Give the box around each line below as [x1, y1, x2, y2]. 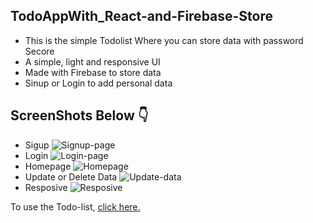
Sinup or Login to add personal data [24, 77, 173, 89]
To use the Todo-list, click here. [10, 200, 141, 213]
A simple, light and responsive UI [24, 55, 161, 68]
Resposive [24, 181, 68, 193]
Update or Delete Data [24, 170, 118, 183]
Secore [24, 45, 55, 57]
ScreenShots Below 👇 [10, 107, 149, 124]
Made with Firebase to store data [24, 66, 162, 78]
